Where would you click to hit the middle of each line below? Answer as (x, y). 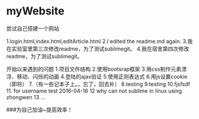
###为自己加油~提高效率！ (39, 109)
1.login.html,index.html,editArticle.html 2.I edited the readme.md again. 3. (97, 41)
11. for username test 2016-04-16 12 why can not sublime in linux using (94, 91)
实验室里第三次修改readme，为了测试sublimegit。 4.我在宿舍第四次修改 (100, 49)
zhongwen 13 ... (26, 97)
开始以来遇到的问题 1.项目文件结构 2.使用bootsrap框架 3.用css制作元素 (94, 69)
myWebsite (35, 11)
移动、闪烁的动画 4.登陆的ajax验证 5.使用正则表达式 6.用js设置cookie (102, 76)
